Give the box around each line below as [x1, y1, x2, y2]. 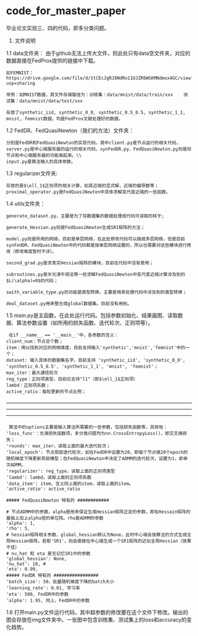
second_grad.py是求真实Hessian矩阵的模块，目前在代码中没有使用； [6, 260, 154, 266]
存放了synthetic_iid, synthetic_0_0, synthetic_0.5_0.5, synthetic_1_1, [6, 109, 186, 115]
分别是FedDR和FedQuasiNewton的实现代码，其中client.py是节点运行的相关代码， [6, 140, 181, 146]
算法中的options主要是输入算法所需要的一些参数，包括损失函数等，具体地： [8, 424, 168, 430]
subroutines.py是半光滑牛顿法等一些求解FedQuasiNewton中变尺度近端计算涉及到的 [6, 271, 186, 277]
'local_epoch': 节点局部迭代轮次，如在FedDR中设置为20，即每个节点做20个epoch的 [6, 449, 188, 455]
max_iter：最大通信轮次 [6, 370, 58, 376]
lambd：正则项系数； [6, 382, 51, 388]
